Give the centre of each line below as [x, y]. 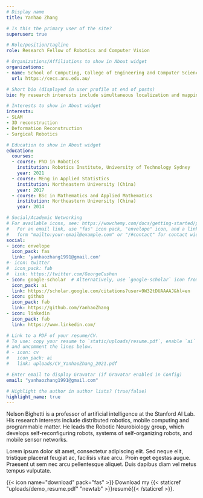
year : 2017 [31, 190]
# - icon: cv [23, 352]
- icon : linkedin [28, 313]
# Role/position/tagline [37, 45]
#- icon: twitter [28, 263]
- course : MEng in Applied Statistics [61, 179]
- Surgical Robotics [32, 134]
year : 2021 [31, 173]
